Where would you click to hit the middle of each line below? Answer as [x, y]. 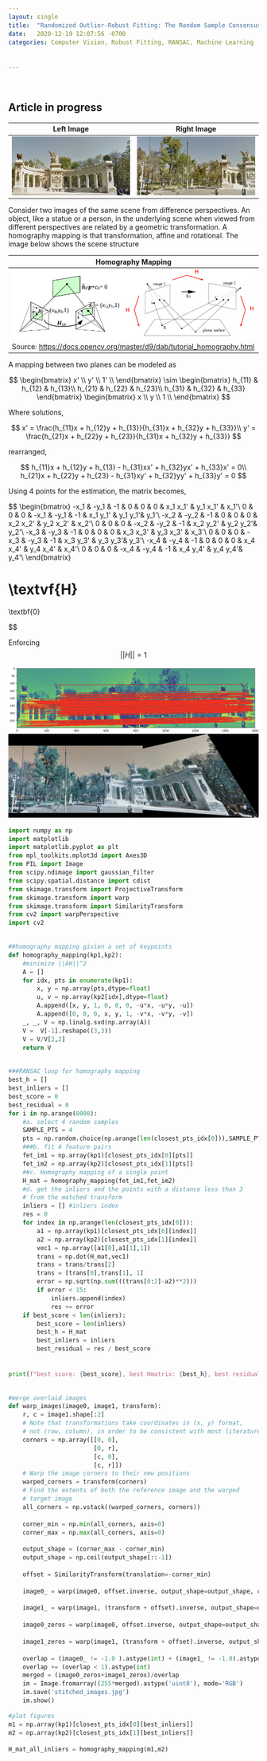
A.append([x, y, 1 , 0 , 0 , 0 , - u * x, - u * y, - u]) [115, 1006]
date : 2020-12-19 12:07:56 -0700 [67, 33]
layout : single [33, 17]
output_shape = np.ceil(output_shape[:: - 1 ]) [97, 1558]
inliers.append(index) [88, 1298]
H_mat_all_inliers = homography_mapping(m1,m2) [89, 1750]
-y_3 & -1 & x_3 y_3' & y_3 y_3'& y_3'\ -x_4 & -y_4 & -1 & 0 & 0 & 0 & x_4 [141, 540]
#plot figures [32, 1716]
